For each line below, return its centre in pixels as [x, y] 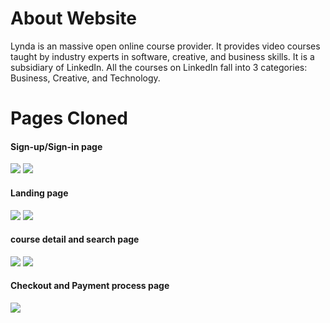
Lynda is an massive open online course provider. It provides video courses [165, 46]
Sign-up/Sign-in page [56, 146]
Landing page [39, 193]
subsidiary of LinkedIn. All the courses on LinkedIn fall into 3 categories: [159, 67]
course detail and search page [75, 239]
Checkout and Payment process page [90, 286]
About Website [73, 18]
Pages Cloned [69, 118]
